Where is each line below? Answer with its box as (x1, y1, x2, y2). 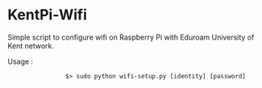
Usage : (7, 57, 34, 66)
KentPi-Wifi (7, 6, 88, 24)
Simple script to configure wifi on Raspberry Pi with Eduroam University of (7, 32, 255, 42)
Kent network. (7, 40, 54, 50)
